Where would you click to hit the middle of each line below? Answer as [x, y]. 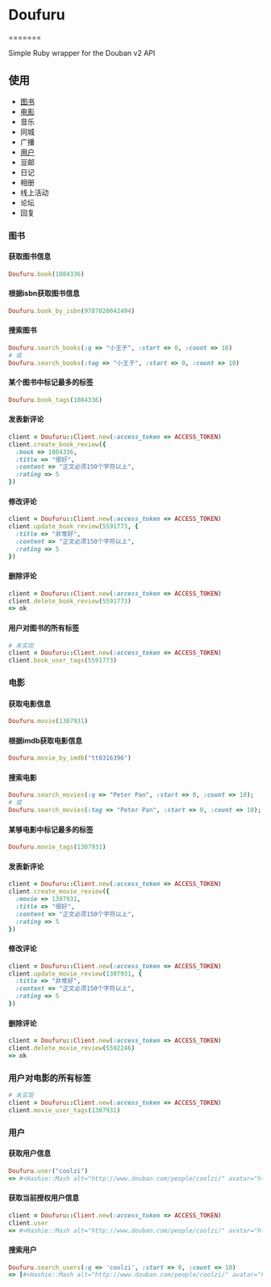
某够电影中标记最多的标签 [51, 829]
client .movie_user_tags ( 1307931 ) [65, 1110]
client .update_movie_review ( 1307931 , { [75, 974]
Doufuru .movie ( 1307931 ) [48, 722]
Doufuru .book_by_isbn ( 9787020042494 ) [72, 311]
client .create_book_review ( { [57, 444]
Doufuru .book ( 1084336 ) [46, 274]
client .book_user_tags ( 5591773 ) [63, 661]
